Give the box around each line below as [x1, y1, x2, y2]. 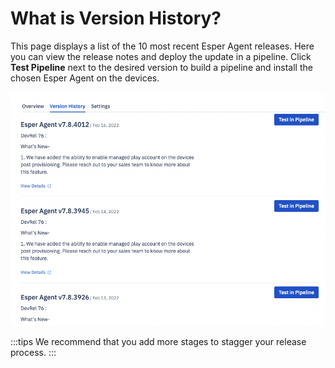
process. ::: [10, 347, 57, 359]
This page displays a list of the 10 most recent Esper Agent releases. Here [10, 40, 315, 52]
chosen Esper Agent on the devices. [10, 72, 160, 84]
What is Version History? [10, 7, 222, 30]
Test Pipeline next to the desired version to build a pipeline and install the [10, 61, 313, 73]
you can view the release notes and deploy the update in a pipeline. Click [10, 50, 312, 62]
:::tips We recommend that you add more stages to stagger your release [10, 336, 307, 348]
